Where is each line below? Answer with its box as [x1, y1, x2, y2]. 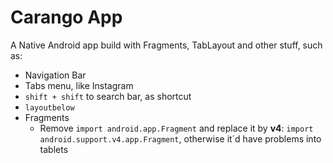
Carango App [10, 6, 123, 29]
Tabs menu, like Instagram [24, 79, 134, 91]
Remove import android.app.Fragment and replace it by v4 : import [39, 122, 314, 134]
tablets [39, 143, 69, 155]
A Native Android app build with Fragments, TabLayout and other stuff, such [10, 39, 323, 51]
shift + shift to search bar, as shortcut [24, 90, 192, 102]
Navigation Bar [24, 69, 87, 81]
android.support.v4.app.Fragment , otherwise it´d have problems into [39, 132, 322, 145]
